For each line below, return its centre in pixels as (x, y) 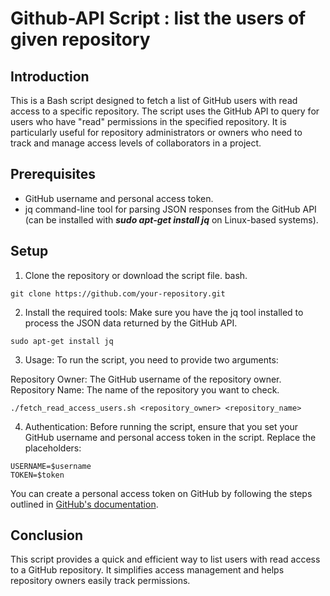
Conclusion (47, 535)
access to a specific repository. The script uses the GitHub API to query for (165, 111)
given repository (80, 39)
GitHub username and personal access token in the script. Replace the (170, 437)
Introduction (50, 76)
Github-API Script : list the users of (158, 18)
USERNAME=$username (51, 466)
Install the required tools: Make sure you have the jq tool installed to (164, 312)
